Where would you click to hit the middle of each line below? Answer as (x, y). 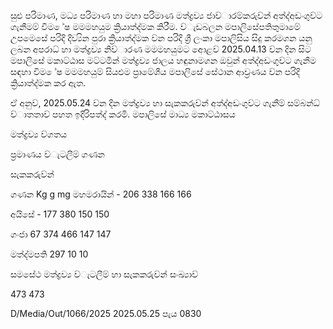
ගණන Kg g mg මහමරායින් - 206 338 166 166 (101, 194)
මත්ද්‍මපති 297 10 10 (49, 254)
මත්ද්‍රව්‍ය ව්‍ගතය (39, 134)
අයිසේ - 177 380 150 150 (60, 214)
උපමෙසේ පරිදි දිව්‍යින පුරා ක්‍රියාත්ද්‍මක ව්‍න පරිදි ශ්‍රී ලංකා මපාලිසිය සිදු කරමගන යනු (161, 38)
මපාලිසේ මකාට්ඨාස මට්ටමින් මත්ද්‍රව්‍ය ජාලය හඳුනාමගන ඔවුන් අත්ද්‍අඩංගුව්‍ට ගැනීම (163, 60)
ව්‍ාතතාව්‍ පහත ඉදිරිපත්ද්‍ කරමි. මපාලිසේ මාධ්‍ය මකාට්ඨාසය (123, 114)
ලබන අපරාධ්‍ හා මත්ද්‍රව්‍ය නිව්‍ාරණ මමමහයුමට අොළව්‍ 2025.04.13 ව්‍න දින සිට (161, 49)
